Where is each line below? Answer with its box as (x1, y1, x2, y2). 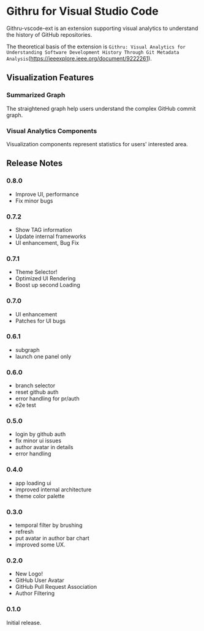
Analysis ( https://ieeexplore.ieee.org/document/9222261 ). (6, 54, 152, 62)
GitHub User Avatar (15, 577, 64, 584)
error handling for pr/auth (15, 395, 80, 402)
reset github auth (15, 389, 59, 396)
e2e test (15, 401, 37, 409)
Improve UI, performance (15, 190, 79, 198)
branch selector (15, 382, 56, 389)
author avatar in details (15, 444, 74, 451)
